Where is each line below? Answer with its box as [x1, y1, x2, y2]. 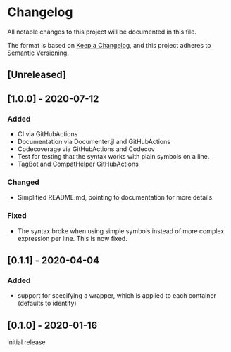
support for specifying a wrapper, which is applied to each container [17, 292, 217, 300]
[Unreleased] [7, 69, 67, 81]
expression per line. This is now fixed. [17, 234, 128, 242]
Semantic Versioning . [7, 48, 69, 57]
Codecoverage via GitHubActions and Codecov [17, 145, 155, 153]
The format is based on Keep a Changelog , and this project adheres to [7, 41, 211, 49]
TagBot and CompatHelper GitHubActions [17, 159, 139, 169]
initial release [7, 338, 46, 346]
